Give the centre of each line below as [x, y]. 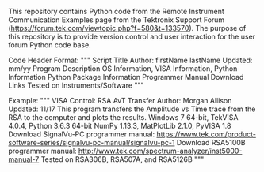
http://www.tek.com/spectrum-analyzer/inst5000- [160, 151]
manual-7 [24, 159]
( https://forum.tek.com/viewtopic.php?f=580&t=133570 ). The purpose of [127, 28]
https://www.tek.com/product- [206, 134]
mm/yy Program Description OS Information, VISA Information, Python [123, 69]
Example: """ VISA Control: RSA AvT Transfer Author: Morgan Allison [120, 101]
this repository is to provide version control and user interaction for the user [132, 36]
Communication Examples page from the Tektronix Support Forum [117, 20]
